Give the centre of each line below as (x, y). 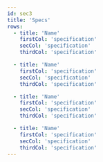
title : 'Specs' (29, 20)
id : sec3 (20, 13)
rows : (15, 26)
